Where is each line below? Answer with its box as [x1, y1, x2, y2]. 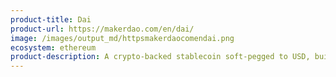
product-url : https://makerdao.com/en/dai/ [10, 24, 195, 34]
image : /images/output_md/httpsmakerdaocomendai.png [10, 33, 235, 43]
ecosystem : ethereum [10, 42, 97, 53]
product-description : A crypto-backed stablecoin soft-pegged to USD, [10, 52, 311, 62]
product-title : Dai [10, 14, 92, 25]
